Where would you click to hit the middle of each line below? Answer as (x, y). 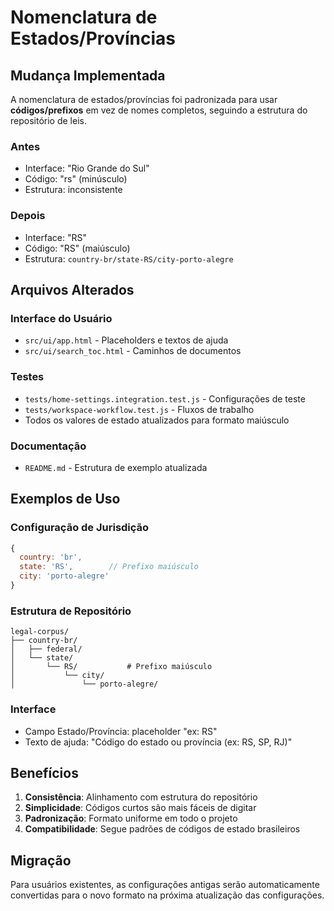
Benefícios (44, 772)
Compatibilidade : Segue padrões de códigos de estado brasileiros (162, 829)
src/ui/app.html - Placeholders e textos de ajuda (126, 340)
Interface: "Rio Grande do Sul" (87, 168)
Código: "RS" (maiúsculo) (77, 248)
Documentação (48, 446)
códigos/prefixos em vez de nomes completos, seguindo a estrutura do (159, 110)
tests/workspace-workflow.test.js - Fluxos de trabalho (139, 409)
